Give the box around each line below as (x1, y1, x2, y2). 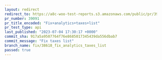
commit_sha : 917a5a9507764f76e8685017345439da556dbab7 (4, 34, 118, 39)
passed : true (4, 47, 31, 52)
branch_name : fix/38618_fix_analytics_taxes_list (4, 43, 107, 48)
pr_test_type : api (4, 25, 42, 30)
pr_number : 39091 (4, 16, 40, 21)
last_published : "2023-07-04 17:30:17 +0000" (4, 30, 98, 34)
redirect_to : (4, 12, 31, 16)
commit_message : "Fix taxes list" (4, 39, 74, 44)
